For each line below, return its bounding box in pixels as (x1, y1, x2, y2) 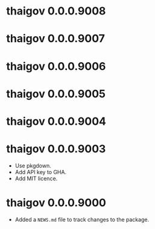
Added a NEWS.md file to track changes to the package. (14, 216, 150, 223)
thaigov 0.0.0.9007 (6, 32, 106, 46)
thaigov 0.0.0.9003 (6, 142, 106, 156)
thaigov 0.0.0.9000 (6, 196, 107, 210)
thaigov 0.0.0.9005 (6, 87, 106, 101)
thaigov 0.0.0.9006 (6, 59, 106, 73)
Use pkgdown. (14, 162, 51, 169)
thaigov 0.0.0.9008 (6, 4, 106, 18)
